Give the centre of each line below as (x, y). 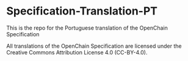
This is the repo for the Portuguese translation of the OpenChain (87, 28)
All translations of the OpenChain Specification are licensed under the (94, 46)
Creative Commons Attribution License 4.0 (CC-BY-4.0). (77, 52)
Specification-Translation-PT (82, 11)
